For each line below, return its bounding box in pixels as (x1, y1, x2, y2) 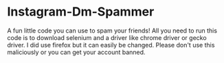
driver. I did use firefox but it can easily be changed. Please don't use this (7, 41, 215, 49)
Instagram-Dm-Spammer (7, 4, 155, 20)
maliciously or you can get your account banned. (7, 48, 146, 56)
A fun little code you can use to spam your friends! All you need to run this (7, 26, 218, 35)
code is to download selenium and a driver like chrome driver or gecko (7, 33, 208, 41)
